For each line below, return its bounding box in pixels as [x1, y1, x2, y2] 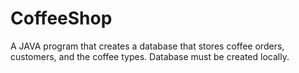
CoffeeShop [10, 7, 113, 30]
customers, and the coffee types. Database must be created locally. [10, 50, 290, 62]
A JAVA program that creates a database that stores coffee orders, [10, 40, 285, 52]
